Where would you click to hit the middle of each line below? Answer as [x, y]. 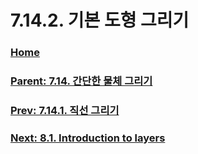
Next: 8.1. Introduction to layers [88, 138]
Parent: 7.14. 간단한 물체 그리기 [81, 81]
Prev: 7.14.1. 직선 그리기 [65, 110]
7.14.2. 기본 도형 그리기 [100, 20]
